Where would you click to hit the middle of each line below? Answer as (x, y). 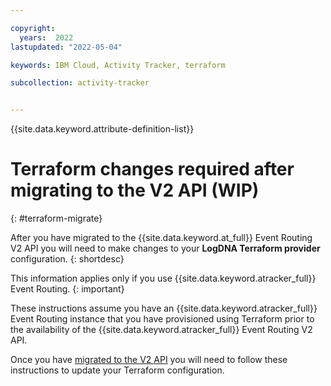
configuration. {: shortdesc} (67, 259)
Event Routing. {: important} (67, 289)
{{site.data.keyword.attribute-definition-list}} (102, 129)
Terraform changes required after (152, 169)
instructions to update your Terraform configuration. (117, 370)
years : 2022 (46, 37)
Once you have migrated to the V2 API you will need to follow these (149, 360)
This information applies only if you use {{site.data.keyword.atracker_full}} (163, 278)
